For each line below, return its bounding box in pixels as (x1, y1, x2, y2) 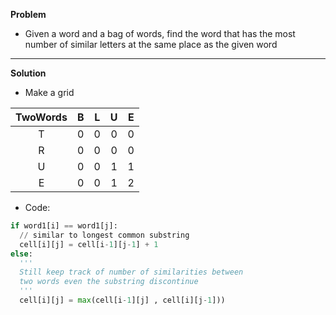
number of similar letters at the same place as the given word (24, 39, 278, 50)
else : (10, 249, 33, 259)
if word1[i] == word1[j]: (10, 221, 118, 231)
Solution (10, 67, 47, 79)
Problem (10, 9, 47, 20)
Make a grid (24, 87, 75, 98)
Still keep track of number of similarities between (19, 267, 244, 278)
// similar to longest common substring (19, 230, 190, 240)
